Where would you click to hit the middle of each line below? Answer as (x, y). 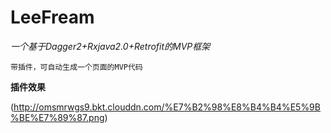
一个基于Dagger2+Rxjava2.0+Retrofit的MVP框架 (110, 46)
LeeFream (52, 17)
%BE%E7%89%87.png (57, 117)
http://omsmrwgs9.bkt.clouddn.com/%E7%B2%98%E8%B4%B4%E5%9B (167, 107)
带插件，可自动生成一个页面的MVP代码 (76, 67)
